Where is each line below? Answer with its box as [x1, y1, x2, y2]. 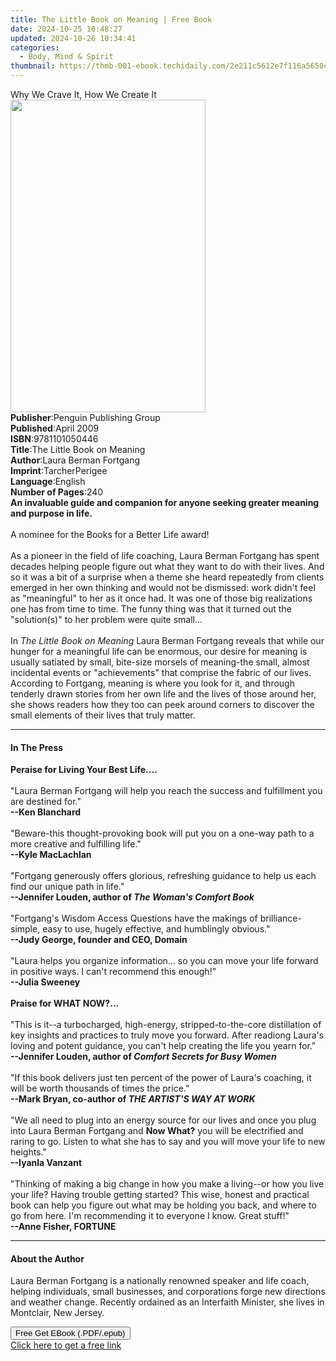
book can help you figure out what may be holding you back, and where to [10, 1199, 317, 1211]
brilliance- [259, 912, 302, 925]
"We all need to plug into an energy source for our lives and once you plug [10, 1114, 317, 1126]
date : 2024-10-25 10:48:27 [10, 24, 123, 34]
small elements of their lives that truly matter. [10, 709, 196, 721]
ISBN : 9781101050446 [10, 433, 99, 445]
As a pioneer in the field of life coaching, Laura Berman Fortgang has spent [10, 550, 320, 561]
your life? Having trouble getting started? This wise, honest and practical [10, 1189, 310, 1201]
